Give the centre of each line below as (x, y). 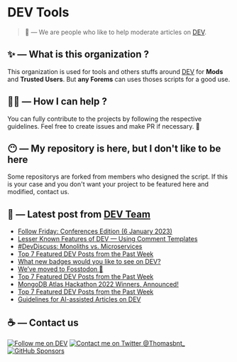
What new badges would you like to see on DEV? (89, 262)
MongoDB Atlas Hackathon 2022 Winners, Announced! (98, 284)
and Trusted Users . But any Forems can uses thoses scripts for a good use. (119, 79)
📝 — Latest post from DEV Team (79, 214)
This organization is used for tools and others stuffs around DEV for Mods (115, 71)
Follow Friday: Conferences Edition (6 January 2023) (95, 231)
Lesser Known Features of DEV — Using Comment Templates (108, 239)
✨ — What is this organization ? (78, 54)
